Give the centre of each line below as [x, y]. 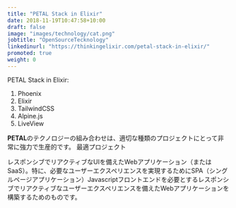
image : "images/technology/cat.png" [61, 33]
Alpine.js [30, 116]
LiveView [31, 123]
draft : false [26, 27]
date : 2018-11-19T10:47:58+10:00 [57, 20]
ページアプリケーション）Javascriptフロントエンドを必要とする [106, 179]
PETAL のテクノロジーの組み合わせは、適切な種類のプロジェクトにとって [113, 137]
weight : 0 [22, 60]
